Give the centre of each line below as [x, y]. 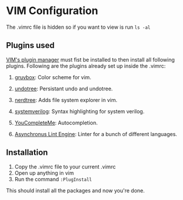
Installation [27, 153]
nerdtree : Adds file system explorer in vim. [66, 100]
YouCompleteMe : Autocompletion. [56, 123]
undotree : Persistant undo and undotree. [64, 89]
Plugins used [30, 45]
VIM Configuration [52, 11]
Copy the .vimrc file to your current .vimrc [65, 167]
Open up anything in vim [44, 173]
